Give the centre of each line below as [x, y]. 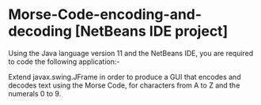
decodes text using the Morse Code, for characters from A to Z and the [124, 85]
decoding [40, 31]
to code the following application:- [64, 62]
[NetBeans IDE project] [151, 31]
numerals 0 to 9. [35, 93]
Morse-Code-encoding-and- [105, 15]
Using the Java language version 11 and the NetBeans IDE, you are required [131, 53]
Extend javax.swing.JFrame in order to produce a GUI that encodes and [125, 77]
